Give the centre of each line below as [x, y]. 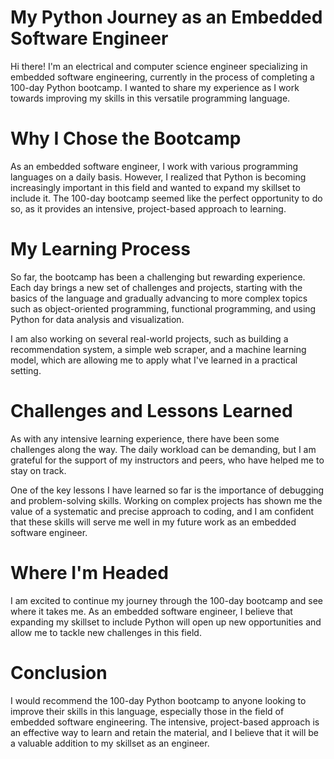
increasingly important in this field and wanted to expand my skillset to [155, 187]
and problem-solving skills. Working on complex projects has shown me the [166, 500]
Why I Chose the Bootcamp [126, 138]
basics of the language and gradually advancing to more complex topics [159, 298]
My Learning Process [100, 249]
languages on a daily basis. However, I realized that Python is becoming [158, 177]
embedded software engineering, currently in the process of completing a [162, 77]
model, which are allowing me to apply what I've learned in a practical [154, 360]
